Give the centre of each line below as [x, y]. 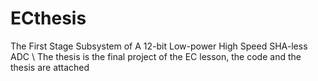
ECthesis [48, 18]
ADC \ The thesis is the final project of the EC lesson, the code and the [156, 56]
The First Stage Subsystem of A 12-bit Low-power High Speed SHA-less [159, 46]
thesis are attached [50, 67]
